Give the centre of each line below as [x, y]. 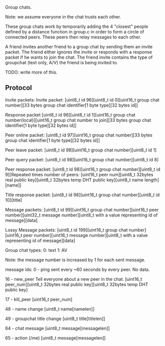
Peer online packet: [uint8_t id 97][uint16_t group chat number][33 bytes [79, 135]
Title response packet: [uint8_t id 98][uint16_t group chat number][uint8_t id [82, 195]
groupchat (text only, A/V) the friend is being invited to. [62, 62]
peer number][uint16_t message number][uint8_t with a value [85, 235]
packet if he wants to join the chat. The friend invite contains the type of [79, 57]
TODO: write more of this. [31, 72]
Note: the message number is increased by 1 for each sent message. [75, 260]
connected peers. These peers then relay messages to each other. [73, 37]
